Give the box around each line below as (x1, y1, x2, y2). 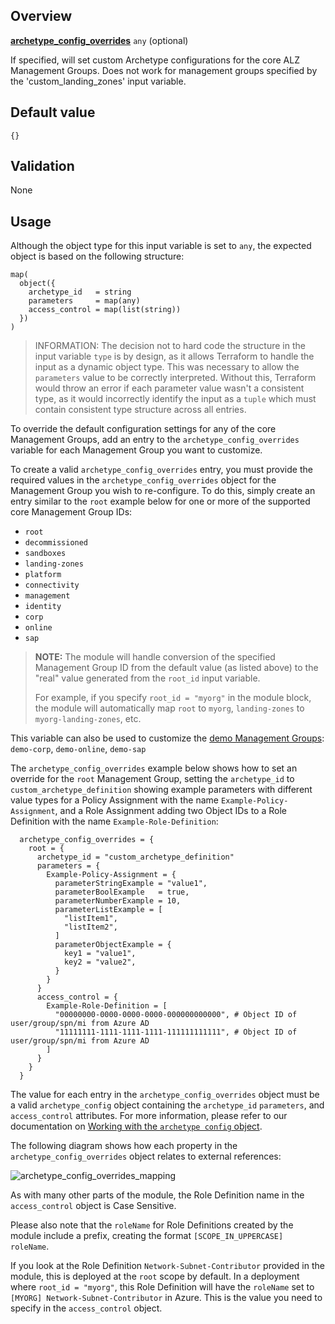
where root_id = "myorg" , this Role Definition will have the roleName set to (10, 1281, 315, 1293)
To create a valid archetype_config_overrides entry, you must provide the (10, 464, 313, 476)
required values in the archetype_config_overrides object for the (10, 474, 277, 486)
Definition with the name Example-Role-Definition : (10, 815, 219, 828)
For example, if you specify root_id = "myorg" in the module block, (34, 692, 312, 704)
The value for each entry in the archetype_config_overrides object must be (10, 1089, 320, 1101)
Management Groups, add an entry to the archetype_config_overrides (10, 434, 300, 446)
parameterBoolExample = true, (54, 887, 190, 898)
